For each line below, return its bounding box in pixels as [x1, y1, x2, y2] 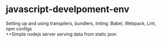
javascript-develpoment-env [6, 4, 130, 15]
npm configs [6, 25, 32, 31]
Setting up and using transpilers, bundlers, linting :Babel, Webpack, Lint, [6, 20, 156, 26]
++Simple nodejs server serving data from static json [6, 31, 117, 37]
